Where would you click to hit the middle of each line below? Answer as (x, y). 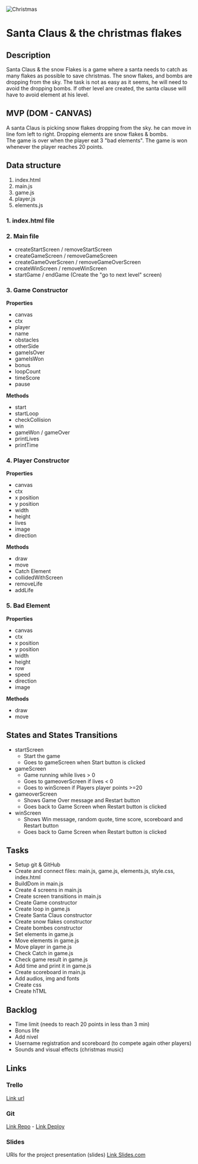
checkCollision (33, 420)
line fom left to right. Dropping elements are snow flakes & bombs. (87, 134)
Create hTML (31, 991)
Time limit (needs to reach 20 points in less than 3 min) (82, 1024)
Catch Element (33, 571)
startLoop (27, 414)
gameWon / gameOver (42, 433)
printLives (27, 439)
